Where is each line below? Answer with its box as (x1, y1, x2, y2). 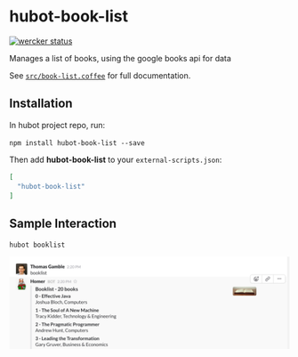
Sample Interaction (9, 215, 117, 231)
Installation (9, 96, 73, 111)
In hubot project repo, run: (9, 119, 106, 130)
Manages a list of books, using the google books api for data (9, 53, 231, 63)
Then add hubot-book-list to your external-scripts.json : (9, 154, 222, 165)
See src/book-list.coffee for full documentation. (9, 69, 191, 81)
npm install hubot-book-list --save (9, 138, 145, 148)
